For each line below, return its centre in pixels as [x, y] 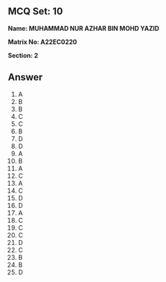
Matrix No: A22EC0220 [43, 42]
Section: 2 [23, 55]
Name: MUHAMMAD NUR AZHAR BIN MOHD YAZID [84, 28]
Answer [25, 77]
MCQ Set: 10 [36, 12]
